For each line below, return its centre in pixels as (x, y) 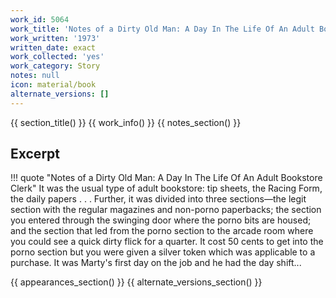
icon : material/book (53, 85)
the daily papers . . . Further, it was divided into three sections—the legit (158, 199)
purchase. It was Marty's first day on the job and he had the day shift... (156, 263)
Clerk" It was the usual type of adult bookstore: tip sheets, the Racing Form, (166, 188)
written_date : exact (53, 47)
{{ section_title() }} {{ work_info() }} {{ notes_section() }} (126, 122)
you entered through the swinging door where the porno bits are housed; (161, 220)
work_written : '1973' (55, 38)
